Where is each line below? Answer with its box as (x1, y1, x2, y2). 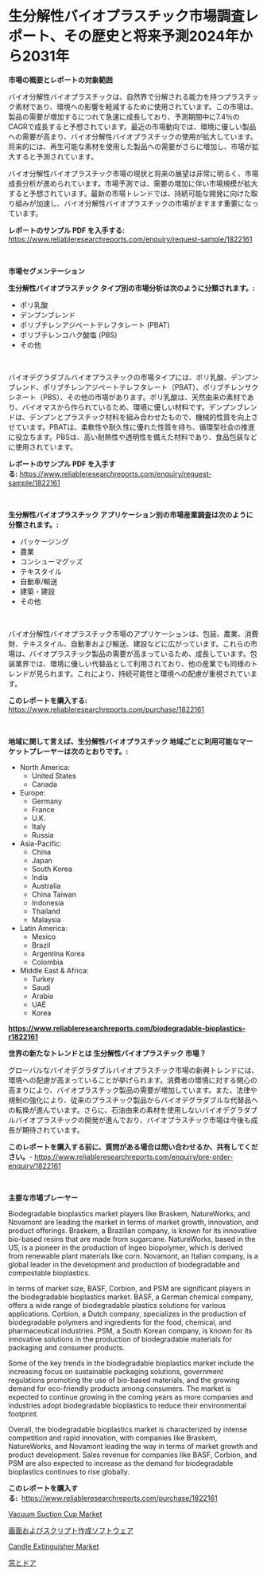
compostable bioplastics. (8, 1268, 91, 1278)
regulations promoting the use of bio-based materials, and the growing (8, 1375, 240, 1385)
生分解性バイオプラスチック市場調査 (8, 7, 245, 26)
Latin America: (19, 923, 68, 933)
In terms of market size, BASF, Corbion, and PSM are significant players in (8, 1283, 251, 1293)
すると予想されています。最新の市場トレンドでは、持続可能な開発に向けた (8, 188, 252, 198)
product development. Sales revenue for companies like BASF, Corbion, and (8, 1450, 257, 1459)
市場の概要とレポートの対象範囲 (8, 75, 113, 84)
